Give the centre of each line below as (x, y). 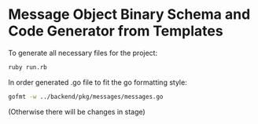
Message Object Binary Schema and (129, 15)
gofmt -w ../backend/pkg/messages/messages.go (86, 97)
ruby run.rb (28, 67)
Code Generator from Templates (116, 31)
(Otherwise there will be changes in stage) (77, 111)
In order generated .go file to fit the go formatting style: (98, 82)
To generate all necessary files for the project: (83, 53)
